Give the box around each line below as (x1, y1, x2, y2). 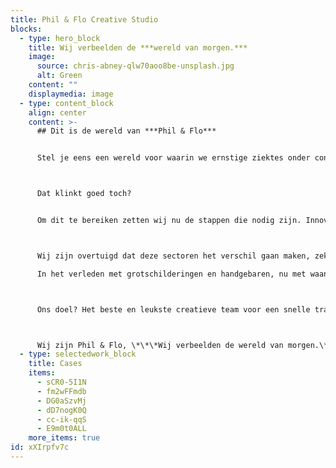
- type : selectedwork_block (19, 349, 137, 360)
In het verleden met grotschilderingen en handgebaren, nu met (36, 269, 307, 279)
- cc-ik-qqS (36, 414, 87, 425)
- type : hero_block (19, 33, 101, 43)
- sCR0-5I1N (36, 377, 87, 387)
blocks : (10, 24, 43, 34)
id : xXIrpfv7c (10, 442, 70, 453)
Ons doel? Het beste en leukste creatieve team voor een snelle (36, 304, 311, 315)
